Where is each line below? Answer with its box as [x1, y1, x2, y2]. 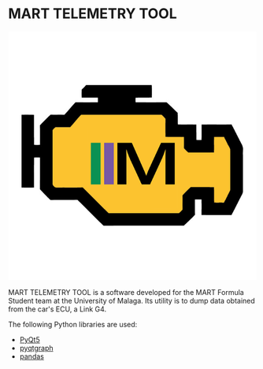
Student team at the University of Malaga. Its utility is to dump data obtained [8, 296, 256, 305]
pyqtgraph [19, 343, 54, 352]
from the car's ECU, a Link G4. [8, 304, 107, 314]
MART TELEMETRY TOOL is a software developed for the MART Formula [8, 287, 244, 296]
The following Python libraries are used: [8, 319, 138, 329]
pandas [19, 352, 45, 361]
